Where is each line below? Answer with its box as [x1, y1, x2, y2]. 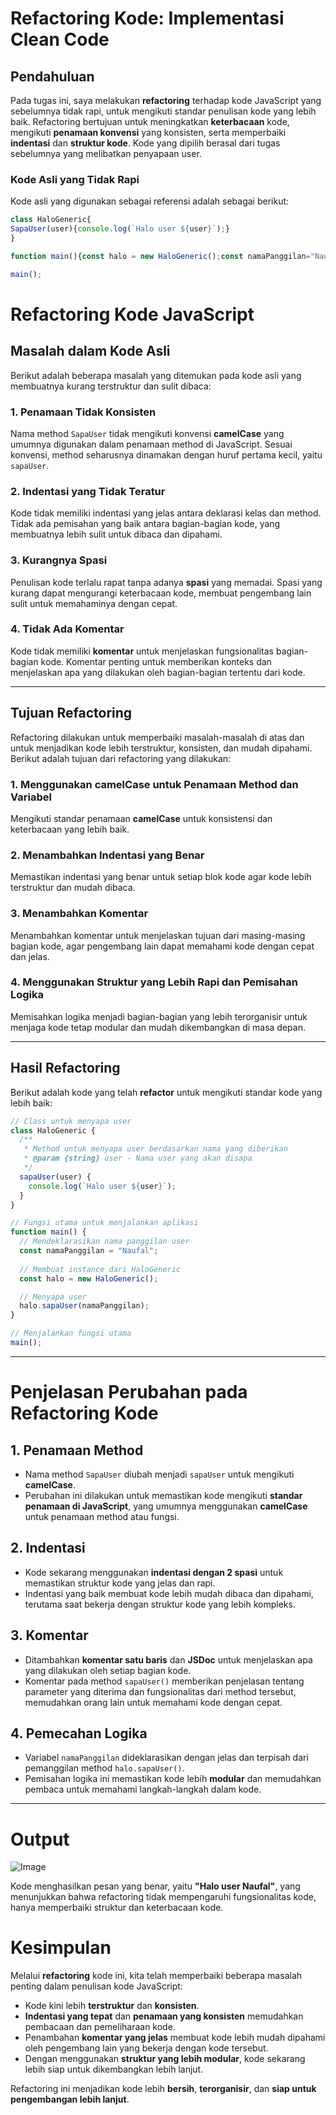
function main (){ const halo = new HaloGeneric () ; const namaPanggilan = [10, 251, 311, 261]
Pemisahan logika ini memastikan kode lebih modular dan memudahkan [24, 1773, 322, 1785]
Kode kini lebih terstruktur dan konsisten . [24, 2000, 200, 2012]
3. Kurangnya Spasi [10, 553, 108, 567]
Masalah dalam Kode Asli [10, 343, 171, 360]
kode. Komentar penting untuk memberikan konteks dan [40, 655, 272, 667]
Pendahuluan [10, 68, 95, 85]
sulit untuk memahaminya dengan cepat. [10, 597, 178, 609]
